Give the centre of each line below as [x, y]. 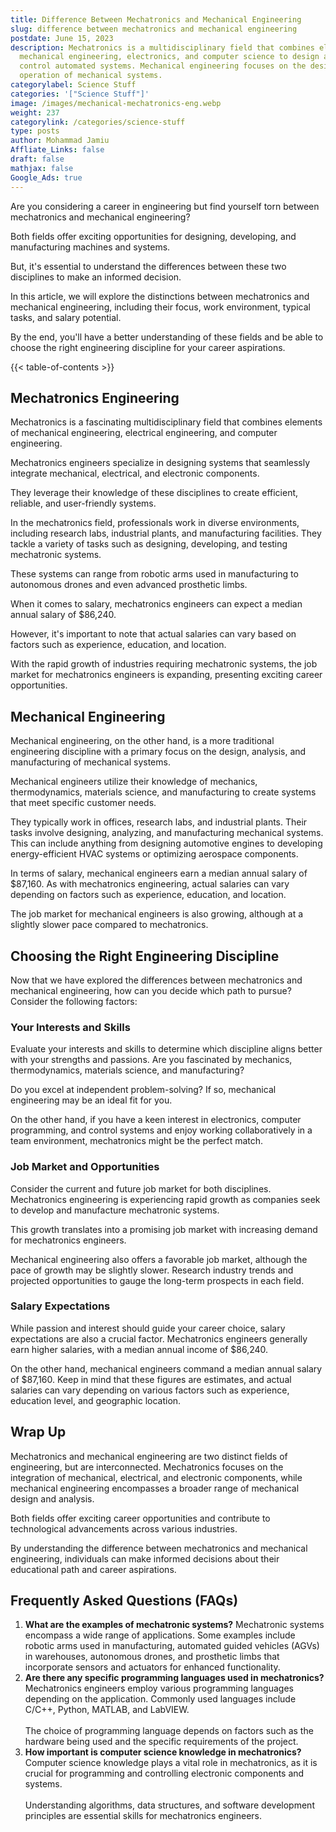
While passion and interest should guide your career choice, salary [148, 1328]
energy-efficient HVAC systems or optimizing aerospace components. [154, 854]
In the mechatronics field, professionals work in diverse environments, [155, 523]
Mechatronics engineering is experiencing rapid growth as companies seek [165, 1199]
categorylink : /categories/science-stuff [98, 122]
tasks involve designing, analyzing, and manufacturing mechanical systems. [167, 833]
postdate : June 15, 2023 [62, 38]
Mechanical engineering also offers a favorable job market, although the [159, 1259]
